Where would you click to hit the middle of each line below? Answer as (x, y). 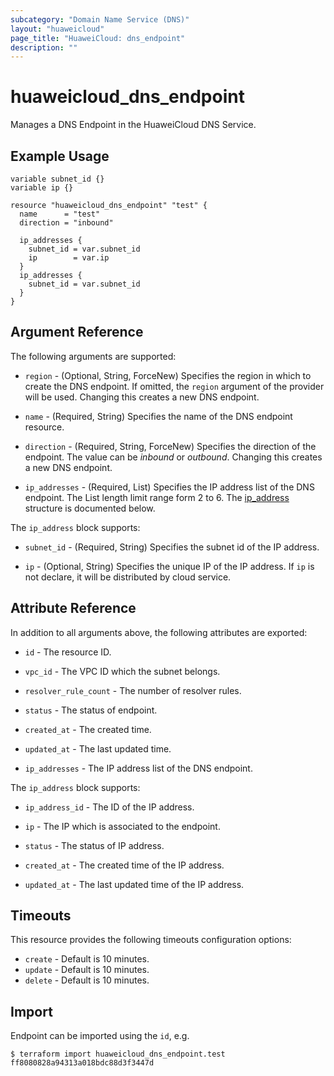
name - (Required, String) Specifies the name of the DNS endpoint (158, 416)
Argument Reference (77, 332)
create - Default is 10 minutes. (87, 959)
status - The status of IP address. (94, 845)
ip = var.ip (69, 258)
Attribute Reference (73, 608)
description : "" (44, 47)
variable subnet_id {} (57, 179)
